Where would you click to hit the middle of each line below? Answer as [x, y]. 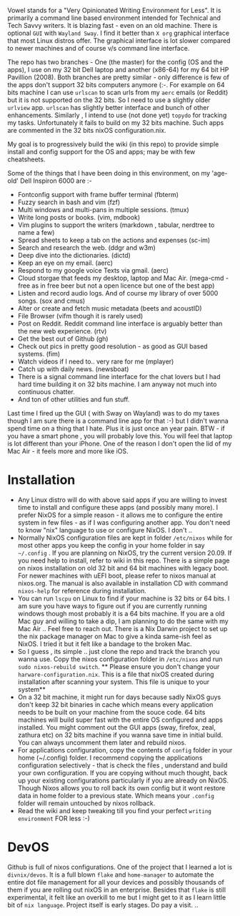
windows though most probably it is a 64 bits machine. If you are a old [121, 613]
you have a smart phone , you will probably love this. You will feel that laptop [120, 436]
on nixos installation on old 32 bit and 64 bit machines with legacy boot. [123, 568]
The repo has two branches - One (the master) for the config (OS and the [115, 62]
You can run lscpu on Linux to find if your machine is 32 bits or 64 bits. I [124, 598]
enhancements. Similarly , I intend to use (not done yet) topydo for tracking [117, 115]
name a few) [36, 232]
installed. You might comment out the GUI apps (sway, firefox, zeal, [117, 727]
